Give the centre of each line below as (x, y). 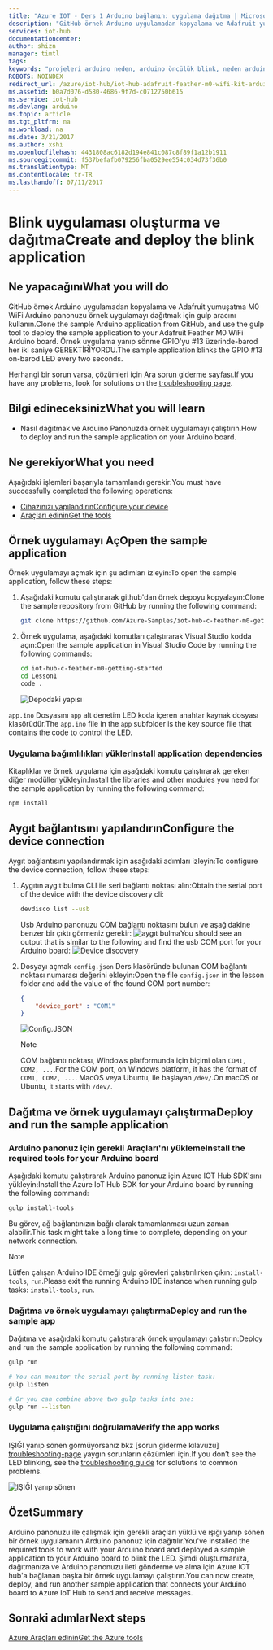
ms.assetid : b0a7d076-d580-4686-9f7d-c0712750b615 (96, 92)
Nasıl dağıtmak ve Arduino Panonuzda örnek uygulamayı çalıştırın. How (139, 428)
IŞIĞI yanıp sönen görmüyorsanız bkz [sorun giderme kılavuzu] (114, 1445)
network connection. (43, 1241)
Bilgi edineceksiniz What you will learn (107, 409)
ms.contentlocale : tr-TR (50, 175)
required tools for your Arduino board (84, 1158)
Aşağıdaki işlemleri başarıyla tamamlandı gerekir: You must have (115, 482)
